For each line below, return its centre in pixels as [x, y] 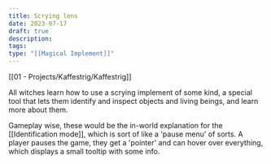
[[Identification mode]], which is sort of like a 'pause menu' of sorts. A [126, 134]
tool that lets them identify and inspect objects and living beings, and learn [133, 101]
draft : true [28, 31]
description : [31, 39]
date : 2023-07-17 [38, 24]
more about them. [38, 110]
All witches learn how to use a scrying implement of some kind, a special [130, 93]
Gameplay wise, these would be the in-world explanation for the [116, 125]
